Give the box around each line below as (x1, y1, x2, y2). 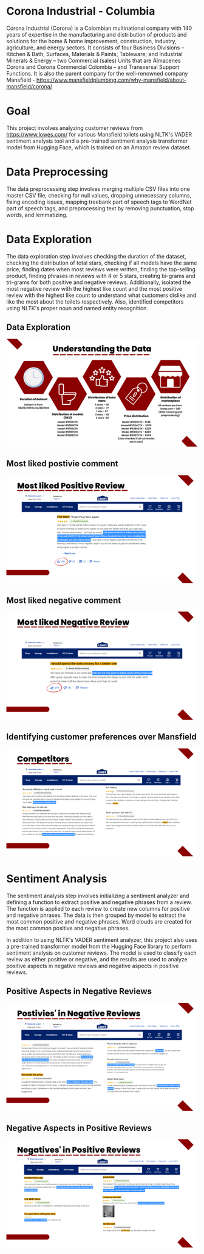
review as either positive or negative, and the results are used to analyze (6, 955, 188, 963)
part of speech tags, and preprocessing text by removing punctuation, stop (6, 204, 194, 212)
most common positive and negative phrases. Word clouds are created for (6, 917, 192, 925)
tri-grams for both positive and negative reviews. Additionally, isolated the (6, 279, 191, 286)
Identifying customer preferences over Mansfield (6, 732, 197, 742)
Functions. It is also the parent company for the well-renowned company (6, 69, 188, 77)
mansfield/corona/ (6, 82, 53, 90)
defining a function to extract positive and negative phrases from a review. (6, 898, 192, 906)
